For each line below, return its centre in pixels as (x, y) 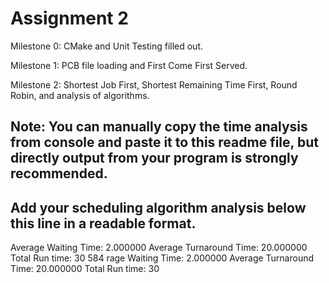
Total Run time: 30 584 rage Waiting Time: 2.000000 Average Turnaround (162, 258)
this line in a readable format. (103, 223)
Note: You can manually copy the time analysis (159, 127)
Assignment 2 (69, 18)
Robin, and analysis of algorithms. (80, 95)
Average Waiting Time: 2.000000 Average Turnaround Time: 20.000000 (159, 248)
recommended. (59, 173)
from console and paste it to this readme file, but (164, 142)
